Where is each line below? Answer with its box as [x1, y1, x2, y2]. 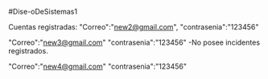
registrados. [8, 46, 48, 55]
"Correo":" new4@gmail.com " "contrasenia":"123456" [8, 61, 188, 71]
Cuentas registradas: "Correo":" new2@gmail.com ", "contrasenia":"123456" [8, 22, 259, 31]
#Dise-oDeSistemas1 [8, 7, 78, 16]
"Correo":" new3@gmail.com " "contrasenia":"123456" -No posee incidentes [8, 38, 260, 47]
